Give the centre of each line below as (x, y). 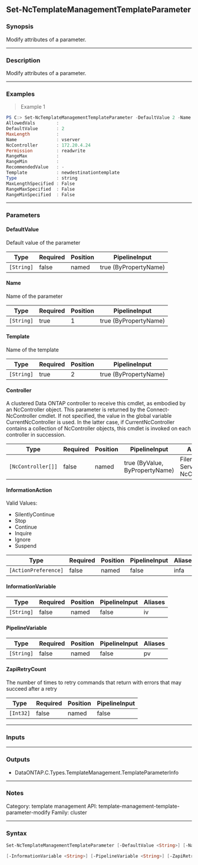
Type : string (42, 178)
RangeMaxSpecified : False (41, 189)
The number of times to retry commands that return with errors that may (94, 682)
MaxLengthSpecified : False (41, 183)
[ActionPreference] (36, 570)
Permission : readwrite (46, 151)
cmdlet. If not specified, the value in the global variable (105, 416)
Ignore (23, 539)
